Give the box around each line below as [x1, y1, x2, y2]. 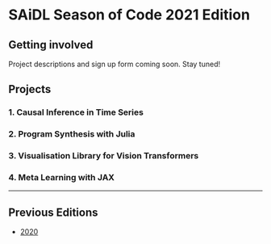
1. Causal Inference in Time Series [8, 107, 144, 118]
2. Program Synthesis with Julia [8, 128, 135, 140]
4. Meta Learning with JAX [8, 172, 115, 183]
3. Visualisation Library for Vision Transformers [8, 150, 199, 162]
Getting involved [8, 38, 94, 52]
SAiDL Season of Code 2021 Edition [8, 6, 250, 24]
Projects [8, 82, 52, 96]
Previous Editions [8, 205, 98, 219]
